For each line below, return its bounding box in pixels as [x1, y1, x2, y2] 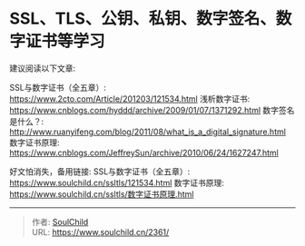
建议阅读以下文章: [9, 63, 76, 74]
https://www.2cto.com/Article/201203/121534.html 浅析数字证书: [9, 93, 251, 104]
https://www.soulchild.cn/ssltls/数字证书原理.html [9, 188, 194, 200]
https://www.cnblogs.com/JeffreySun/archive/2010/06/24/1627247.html [9, 147, 279, 158]
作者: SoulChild [31, 216, 89, 227]
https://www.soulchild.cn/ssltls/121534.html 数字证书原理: [9, 177, 225, 188]
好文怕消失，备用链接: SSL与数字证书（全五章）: [9, 165, 191, 177]
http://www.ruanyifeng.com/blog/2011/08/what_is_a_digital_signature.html [9, 126, 286, 137]
